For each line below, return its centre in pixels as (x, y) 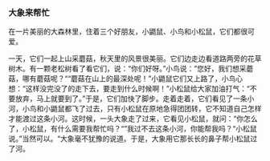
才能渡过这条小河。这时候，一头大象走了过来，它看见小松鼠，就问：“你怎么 (133, 119)
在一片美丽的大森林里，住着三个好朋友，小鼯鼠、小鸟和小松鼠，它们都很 (128, 32)
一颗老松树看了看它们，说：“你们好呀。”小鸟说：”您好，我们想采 (141, 69)
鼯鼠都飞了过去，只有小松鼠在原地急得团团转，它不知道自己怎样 (156, 109)
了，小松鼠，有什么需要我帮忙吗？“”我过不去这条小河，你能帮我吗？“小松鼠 (133, 129)
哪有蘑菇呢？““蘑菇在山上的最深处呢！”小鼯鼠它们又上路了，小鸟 (129, 78)
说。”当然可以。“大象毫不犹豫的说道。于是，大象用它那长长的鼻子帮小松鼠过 (133, 139)
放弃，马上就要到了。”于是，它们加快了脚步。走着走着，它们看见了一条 (131, 99)
